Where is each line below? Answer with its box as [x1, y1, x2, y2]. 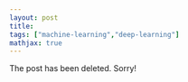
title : [9, 22, 34, 31]
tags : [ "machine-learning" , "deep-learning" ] [9, 30, 180, 39]
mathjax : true [9, 38, 63, 48]
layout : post [9, 13, 59, 23]
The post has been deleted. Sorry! [9, 63, 137, 74]
